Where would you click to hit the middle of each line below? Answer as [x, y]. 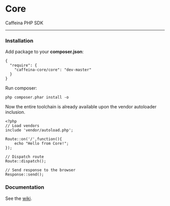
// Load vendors [22, 126]
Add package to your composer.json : [45, 52]
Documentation [25, 187]
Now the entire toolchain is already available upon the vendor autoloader [81, 107]
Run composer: [21, 88]
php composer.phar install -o [37, 97]
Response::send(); [25, 175]
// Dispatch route [25, 157]
